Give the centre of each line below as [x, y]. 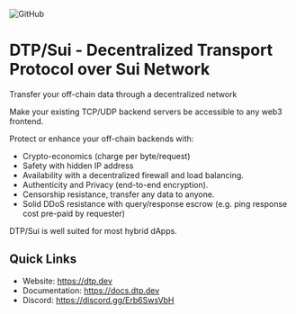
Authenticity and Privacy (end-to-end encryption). [115, 184]
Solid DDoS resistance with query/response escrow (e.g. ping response [155, 203]
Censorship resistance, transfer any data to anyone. [118, 194]
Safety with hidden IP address [78, 166]
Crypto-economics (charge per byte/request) [106, 156]
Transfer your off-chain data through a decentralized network [123, 94]
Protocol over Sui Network [110, 70]
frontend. [27, 121]
